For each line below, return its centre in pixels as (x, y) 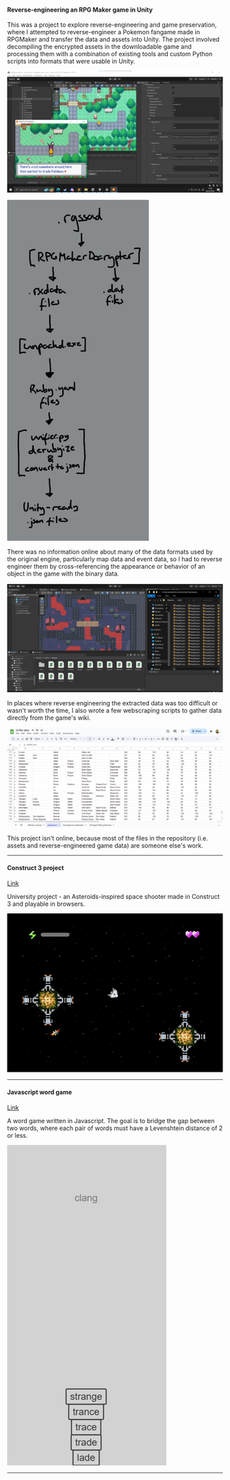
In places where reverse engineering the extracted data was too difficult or (112, 703)
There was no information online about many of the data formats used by (110, 552)
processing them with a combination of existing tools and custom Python (110, 54)
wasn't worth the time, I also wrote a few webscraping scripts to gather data (115, 710)
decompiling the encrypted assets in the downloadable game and (99, 47)
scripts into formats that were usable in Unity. (71, 61)
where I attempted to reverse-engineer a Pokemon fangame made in (104, 32)
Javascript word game (40, 1092)
